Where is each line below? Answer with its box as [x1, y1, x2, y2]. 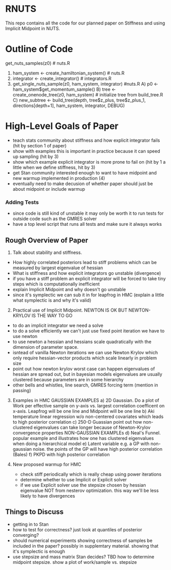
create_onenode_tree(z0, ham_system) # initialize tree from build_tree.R [12, 91, 163, 97]
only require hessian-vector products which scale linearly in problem [12, 355, 157, 361]
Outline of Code [5, 43, 73, 55]
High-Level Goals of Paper [5, 120, 119, 132]
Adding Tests [5, 198, 39, 205]
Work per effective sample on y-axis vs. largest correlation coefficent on [12, 402, 165, 408]
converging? [12, 532, 39, 538]
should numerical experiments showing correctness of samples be [12, 537, 153, 543]
